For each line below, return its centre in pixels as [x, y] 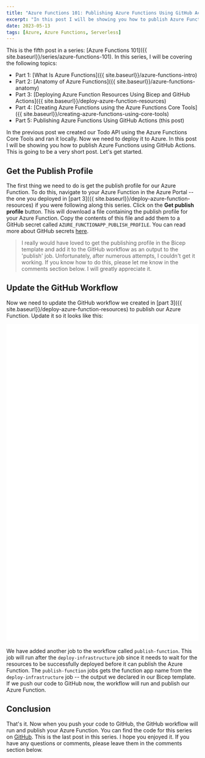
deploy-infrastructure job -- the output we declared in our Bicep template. [101, 677]
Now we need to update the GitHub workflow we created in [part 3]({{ [94, 303]
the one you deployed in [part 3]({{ [50, 199]
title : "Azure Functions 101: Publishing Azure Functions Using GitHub [99, 13]
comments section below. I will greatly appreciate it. [86, 269]
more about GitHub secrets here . [48, 231]
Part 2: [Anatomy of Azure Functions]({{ [65, 82]
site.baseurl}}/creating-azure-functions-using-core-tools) [96, 114]
